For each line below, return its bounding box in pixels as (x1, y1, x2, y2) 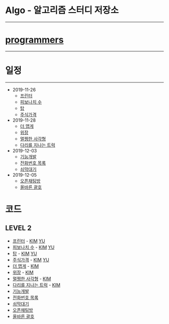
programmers (5, 34, 64, 46)
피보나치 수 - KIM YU (12, 244, 55, 250)
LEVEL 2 (5, 224, 32, 232)
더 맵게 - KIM (12, 263, 39, 269)
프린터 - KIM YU (12, 237, 45, 244)
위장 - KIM (12, 269, 34, 275)
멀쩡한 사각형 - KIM (12, 275, 51, 282)
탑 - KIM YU (12, 250, 37, 257)
